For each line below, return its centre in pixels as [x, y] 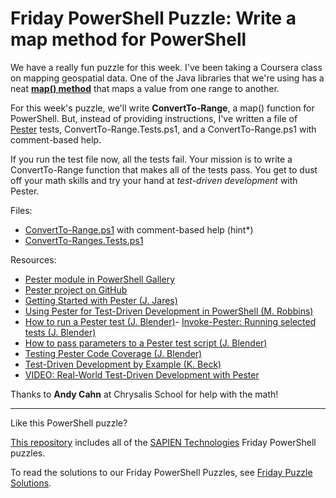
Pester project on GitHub [76, 289]
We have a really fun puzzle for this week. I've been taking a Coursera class [166, 67]
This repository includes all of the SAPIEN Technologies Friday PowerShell [163, 442]
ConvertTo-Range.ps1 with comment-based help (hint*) [139, 229]
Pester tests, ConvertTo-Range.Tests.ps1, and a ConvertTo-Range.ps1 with [163, 129]
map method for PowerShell [128, 39]
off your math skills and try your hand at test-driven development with [154, 180]
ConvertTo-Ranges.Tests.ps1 [84, 240]
